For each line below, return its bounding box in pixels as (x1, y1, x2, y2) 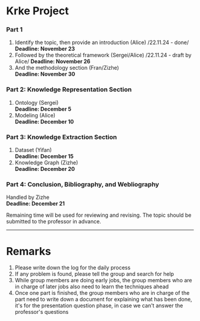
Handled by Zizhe (6, 194, 49, 201)
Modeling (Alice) (14, 111, 55, 119)
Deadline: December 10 (14, 118, 74, 125)
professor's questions (14, 308, 69, 316)
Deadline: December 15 (14, 153, 74, 160)
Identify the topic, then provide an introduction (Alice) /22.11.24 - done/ (14, 39, 189, 46)
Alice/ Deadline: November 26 (14, 58, 90, 65)
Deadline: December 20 (14, 166, 76, 173)
